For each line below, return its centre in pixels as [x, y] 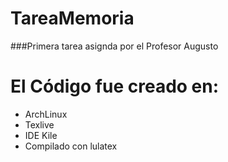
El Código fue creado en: [115, 86]
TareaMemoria [72, 18]
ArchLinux [46, 114]
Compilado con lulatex [71, 146]
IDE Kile [41, 135]
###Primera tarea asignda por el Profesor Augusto [114, 46]
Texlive [39, 124]
